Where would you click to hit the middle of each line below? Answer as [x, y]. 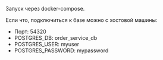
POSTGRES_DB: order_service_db [56, 38]
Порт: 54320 [30, 31]
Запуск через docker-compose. [45, 9]
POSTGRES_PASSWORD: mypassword [61, 50]
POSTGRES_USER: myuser [47, 44]
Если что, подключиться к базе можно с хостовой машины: [81, 20]
